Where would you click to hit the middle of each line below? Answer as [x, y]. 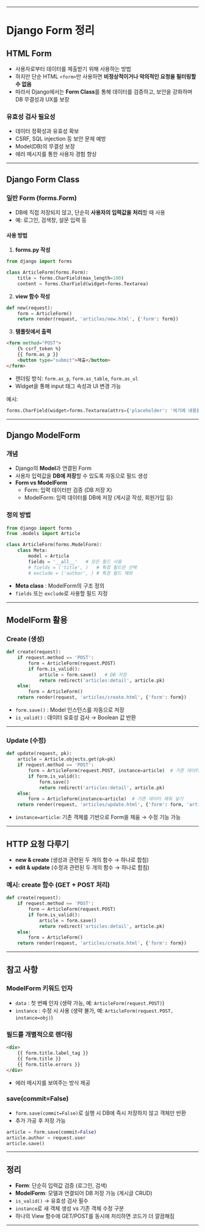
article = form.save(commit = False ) [52, 1132]
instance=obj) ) [34, 1017]
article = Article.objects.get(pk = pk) [67, 759]
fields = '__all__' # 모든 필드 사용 [75, 562]
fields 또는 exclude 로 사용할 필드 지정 [61, 593]
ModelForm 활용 [37, 620]
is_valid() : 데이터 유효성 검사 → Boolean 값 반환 [75, 718]
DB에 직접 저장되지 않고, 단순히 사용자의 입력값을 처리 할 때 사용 [90, 212]
